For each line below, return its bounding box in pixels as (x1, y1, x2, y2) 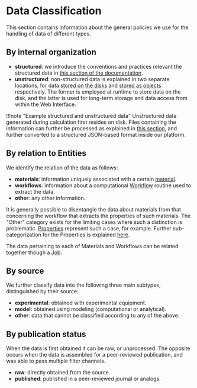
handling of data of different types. (6, 30, 91, 37)
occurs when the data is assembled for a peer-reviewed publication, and (6, 351, 183, 358)
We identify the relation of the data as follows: (6, 164, 118, 171)
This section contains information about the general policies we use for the (6, 24, 189, 31)
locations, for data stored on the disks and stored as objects (14, 82, 162, 89)
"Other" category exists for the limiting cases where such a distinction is (6, 218, 182, 226)
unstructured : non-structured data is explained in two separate (14, 75, 170, 82)
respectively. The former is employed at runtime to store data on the (14, 88, 181, 95)
